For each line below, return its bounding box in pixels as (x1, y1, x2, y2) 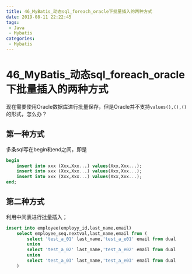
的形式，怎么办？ (6, 110, 47, 117)
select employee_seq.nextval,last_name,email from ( (16, 230, 148, 237)
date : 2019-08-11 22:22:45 (6, 14, 72, 20)
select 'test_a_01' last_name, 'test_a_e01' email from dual (27, 236, 176, 242)
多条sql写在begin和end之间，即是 (6, 145, 88, 152)
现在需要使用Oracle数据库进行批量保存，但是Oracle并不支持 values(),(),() (6, 103, 187, 110)
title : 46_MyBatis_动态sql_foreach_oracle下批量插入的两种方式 (6, 8, 153, 15)
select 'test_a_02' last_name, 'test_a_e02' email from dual (27, 247, 176, 253)
